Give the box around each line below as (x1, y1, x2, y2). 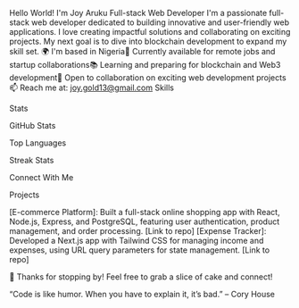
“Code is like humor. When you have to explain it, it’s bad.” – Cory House (9, 289, 275, 299)
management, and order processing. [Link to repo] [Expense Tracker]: (9, 226, 267, 236)
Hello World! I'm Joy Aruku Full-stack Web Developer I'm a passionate (9, 8, 268, 18)
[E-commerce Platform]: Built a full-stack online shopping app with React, (9, 207, 280, 217)
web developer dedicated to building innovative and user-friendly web (30, 17, 290, 28)
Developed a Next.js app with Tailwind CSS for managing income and (9, 236, 264, 246)
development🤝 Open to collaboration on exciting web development (9, 72, 254, 83)
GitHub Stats (9, 121, 56, 130)
